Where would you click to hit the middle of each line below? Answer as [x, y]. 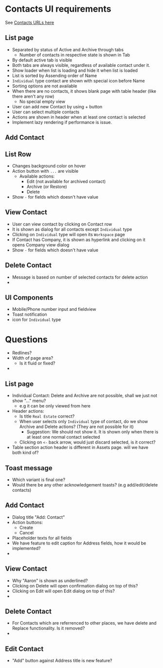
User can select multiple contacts [45, 112]
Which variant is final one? [39, 480]
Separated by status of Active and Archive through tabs [68, 49]
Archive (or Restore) [47, 186]
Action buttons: [27, 522]
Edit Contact [24, 649]
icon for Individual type [36, 320]
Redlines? [22, 353]
